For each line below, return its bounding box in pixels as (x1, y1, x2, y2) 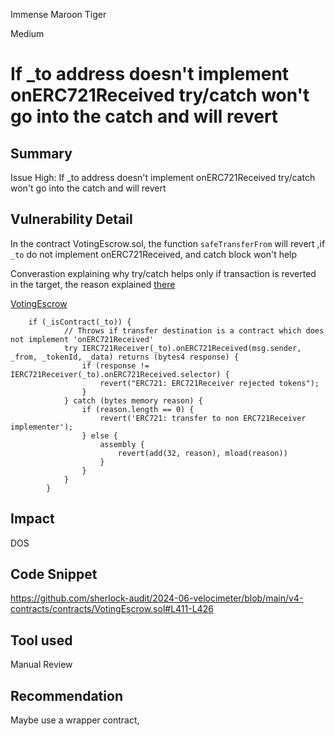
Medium (10, 28, 45, 39)
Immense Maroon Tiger (10, 9, 107, 20)
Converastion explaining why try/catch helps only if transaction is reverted (10, 267, 317, 279)
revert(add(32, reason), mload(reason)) (117, 448, 288, 458)
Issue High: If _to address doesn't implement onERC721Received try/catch (10, 172, 316, 183)
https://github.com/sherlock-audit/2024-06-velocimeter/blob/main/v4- (10, 592, 304, 604)
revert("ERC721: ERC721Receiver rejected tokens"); (99, 378, 320, 388)
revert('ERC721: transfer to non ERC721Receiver (99, 413, 307, 423)
